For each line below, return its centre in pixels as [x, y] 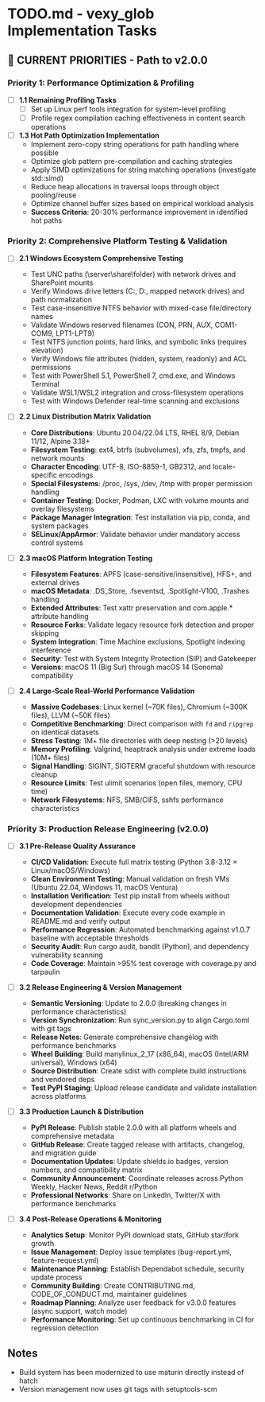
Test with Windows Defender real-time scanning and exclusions [135, 401]
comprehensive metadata [73, 1136]
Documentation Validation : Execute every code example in [128, 913]
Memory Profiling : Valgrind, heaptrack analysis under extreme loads [143, 749]
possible [44, 153]
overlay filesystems [62, 508]
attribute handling [60, 616]
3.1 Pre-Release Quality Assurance [77, 846]
